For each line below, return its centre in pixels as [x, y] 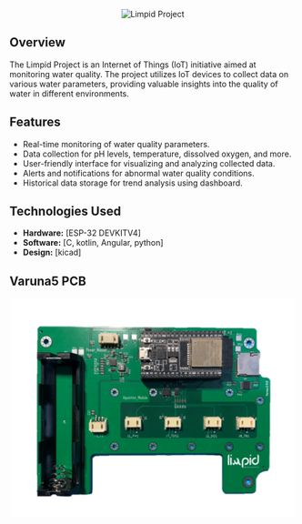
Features [35, 122]
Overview [38, 42]
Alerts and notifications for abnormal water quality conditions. [138, 173]
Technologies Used [65, 212]
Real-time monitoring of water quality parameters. [116, 144]
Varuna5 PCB [48, 281]
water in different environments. [70, 93]
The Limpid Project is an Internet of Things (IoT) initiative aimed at [133, 65]
